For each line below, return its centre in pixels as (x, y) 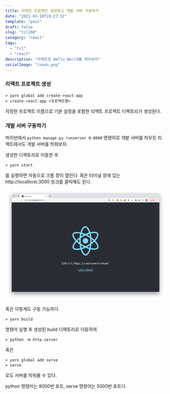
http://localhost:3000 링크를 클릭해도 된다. (48, 182)
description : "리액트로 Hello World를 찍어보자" (53, 59)
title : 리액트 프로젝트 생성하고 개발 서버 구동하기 (52, 11)
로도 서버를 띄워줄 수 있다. (31, 376)
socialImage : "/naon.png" (33, 65)
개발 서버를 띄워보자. (48, 144)
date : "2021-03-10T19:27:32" (36, 16)
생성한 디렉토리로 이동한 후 (32, 155)
